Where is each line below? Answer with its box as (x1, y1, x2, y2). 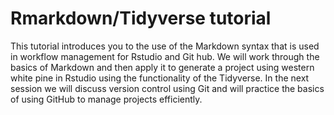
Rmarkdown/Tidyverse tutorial (10, 7, 272, 30)
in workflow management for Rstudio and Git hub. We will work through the (10, 50, 320, 62)
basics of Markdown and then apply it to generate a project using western (10, 61, 315, 73)
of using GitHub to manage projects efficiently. (10, 93, 203, 105)
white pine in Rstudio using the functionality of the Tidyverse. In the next (10, 72, 310, 84)
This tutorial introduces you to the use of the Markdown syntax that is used (10, 40, 320, 52)
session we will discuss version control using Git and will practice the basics (10, 82, 325, 94)
